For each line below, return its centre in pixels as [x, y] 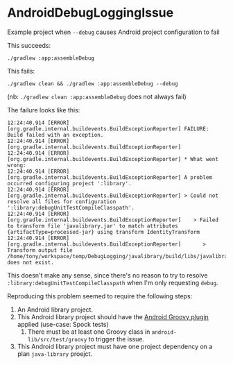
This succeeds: [29, 45]
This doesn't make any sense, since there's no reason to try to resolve [107, 275]
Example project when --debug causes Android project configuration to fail [113, 32]
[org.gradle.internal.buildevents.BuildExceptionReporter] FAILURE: [108, 129]
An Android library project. [55, 309]
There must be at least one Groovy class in [89, 332]
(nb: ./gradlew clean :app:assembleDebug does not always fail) [97, 96]
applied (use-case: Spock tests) [63, 324]
